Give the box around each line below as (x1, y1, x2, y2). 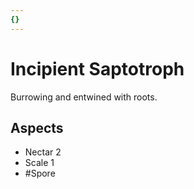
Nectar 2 (24, 146, 62, 158)
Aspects (10, 119, 64, 136)
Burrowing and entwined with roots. (10, 91, 158, 103)
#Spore (24, 167, 56, 180)
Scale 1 (24, 157, 55, 169)
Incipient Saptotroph (10, 57, 185, 80)
